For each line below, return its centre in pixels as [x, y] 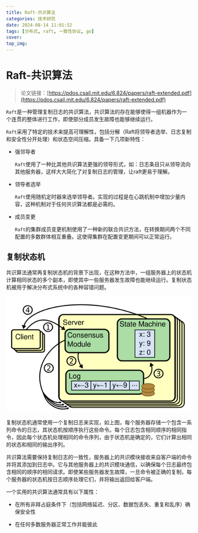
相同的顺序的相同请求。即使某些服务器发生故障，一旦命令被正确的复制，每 [101, 472]
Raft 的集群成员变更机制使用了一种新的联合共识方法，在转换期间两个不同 [103, 229]
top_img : [17, 44]
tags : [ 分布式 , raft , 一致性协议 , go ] [50, 31]
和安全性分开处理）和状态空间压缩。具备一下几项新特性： [76, 139]
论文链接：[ [34, 93]
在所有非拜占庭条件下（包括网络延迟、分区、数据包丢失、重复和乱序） [100, 505]
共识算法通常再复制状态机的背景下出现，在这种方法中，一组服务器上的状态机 [99, 272]
